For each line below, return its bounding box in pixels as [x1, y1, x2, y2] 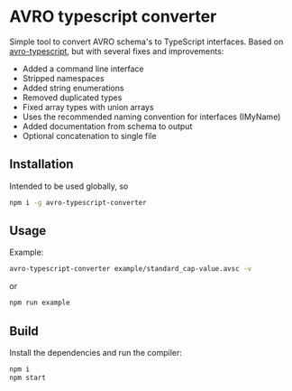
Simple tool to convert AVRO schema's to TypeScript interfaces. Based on [9, 36, 284, 47]
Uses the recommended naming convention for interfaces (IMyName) [22, 111, 281, 122]
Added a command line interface [22, 63, 144, 74]
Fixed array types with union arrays [22, 101, 155, 112]
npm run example [9, 298, 70, 308]
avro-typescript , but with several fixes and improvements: [9, 45, 224, 56]
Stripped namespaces [22, 72, 105, 83]
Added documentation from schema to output [22, 120, 193, 132]
